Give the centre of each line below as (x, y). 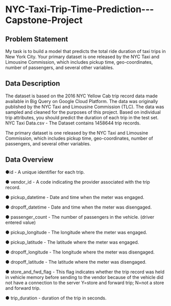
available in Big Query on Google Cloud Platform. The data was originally (82, 101)
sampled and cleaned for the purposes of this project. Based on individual (83, 112)
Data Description (33, 83)
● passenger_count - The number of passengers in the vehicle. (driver (80, 217)
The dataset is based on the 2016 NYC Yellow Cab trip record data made (82, 96)
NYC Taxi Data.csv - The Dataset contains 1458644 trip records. (73, 123)
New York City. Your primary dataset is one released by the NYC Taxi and (82, 57)
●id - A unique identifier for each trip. (45, 172)
